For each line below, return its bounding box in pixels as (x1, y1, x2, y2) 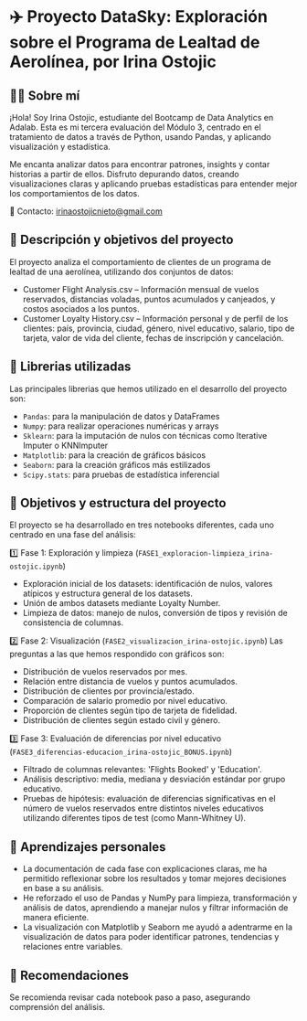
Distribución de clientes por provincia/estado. (22, 686, 195, 697)
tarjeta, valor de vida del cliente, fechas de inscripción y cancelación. (22, 332, 284, 343)
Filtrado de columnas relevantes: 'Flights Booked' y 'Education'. (22, 764, 262, 775)
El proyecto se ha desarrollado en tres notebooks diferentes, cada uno (9, 519, 274, 530)
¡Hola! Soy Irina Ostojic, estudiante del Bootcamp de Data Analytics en (9, 112, 274, 122)
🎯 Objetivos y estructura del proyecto (9, 495, 227, 511)
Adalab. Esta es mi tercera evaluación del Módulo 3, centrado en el (9, 122, 262, 133)
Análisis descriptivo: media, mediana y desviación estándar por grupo (22, 773, 286, 785)
